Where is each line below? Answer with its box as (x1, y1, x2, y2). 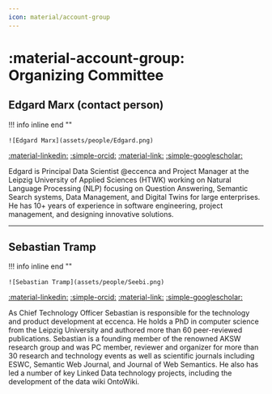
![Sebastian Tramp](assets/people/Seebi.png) (8, 278, 164, 286)
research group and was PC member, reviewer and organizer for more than (8, 342, 259, 352)
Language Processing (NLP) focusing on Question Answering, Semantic (8, 183, 249, 193)
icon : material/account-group (8, 13, 111, 21)
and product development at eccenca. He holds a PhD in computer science (8, 316, 259, 327)
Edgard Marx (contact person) (8, 98, 164, 112)
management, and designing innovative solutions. (8, 209, 174, 218)
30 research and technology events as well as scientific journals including (8, 351, 255, 361)
